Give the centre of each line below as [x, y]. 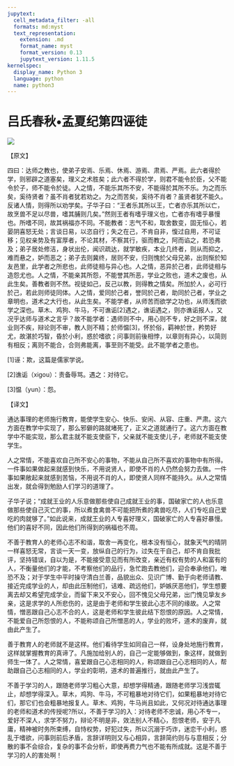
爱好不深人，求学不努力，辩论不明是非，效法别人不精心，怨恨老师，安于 [111, 721]
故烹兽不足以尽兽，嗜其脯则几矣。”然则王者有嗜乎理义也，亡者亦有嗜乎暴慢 [114, 214]
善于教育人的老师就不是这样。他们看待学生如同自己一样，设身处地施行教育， [117, 645]
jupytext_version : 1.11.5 [57, 59]
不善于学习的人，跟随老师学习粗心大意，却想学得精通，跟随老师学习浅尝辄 [114, 686]
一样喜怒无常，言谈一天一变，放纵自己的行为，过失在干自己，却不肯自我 [111, 551]
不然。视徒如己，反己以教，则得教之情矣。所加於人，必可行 [141, 284]
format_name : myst [46, 46]
